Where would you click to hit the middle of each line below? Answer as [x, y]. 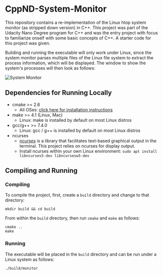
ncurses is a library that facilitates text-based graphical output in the [88, 141]
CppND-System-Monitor [56, 9]
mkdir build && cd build [30, 209]
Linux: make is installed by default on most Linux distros [75, 120]
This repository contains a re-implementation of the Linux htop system [76, 22]
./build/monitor [21, 268]
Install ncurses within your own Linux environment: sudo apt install [88, 151]
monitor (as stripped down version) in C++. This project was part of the [77, 27]
